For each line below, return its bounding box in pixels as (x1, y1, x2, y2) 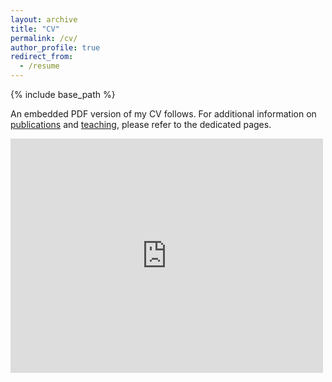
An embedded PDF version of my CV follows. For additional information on (10, 108, 317, 120)
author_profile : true (10, 42, 101, 53)
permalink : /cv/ (10, 33, 78, 43)
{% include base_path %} (10, 89, 116, 100)
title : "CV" (10, 24, 60, 34)
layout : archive (10, 14, 78, 25)
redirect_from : (10, 52, 74, 62)
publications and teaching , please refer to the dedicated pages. (10, 119, 272, 130)
